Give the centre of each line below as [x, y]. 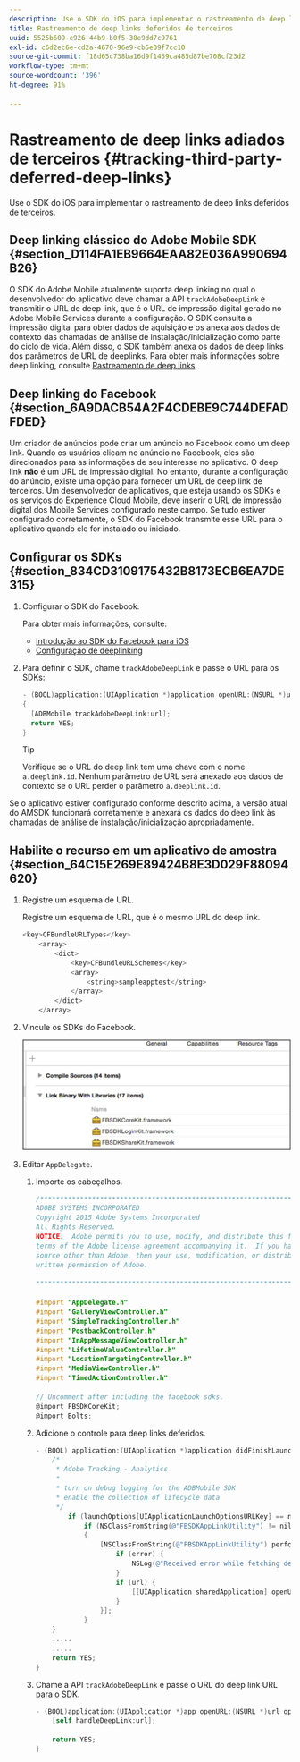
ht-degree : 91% [37, 85]
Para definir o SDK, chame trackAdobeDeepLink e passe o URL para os [150, 668]
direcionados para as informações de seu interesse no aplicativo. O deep [144, 462]
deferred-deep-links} [91, 178]
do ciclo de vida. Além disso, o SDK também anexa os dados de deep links [146, 347]
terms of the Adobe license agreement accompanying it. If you [158, 1246]
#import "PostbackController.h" [96, 1331]
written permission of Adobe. [92, 1265]
